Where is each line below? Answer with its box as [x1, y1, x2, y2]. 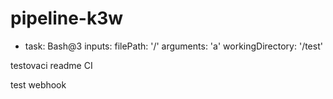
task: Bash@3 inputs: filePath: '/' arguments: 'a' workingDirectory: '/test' [24, 40, 323, 52]
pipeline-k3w [10, 7, 124, 30]
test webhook [10, 78, 67, 91]
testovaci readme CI [10, 59, 93, 71]
